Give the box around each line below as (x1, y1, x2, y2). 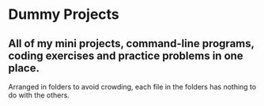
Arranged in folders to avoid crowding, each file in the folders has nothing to (8, 82, 257, 91)
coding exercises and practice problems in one (8, 49, 243, 62)
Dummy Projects (8, 5, 120, 24)
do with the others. (8, 90, 70, 100)
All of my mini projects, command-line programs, (8, 37, 255, 50)
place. (8, 61, 40, 75)
